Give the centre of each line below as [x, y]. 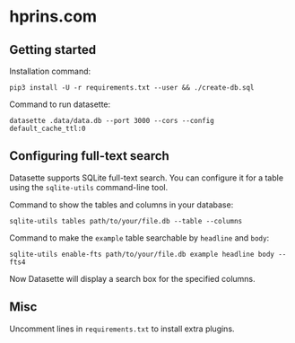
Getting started [53, 50]
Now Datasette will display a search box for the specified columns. [132, 278]
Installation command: [50, 71]
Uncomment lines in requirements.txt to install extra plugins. [122, 329]
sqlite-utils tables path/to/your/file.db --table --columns [126, 221]
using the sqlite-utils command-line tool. [89, 187]
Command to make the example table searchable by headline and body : [139, 237]
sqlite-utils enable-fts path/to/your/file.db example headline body [142, 254]
